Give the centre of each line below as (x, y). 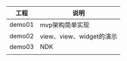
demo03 (22, 47)
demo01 (22, 25)
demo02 (22, 36)
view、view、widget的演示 (79, 36)
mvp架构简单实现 (65, 25)
